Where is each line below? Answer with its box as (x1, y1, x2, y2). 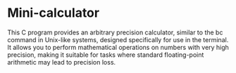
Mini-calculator (7, 5, 100, 21)
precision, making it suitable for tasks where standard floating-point (7, 51, 204, 59)
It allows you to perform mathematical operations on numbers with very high (7, 43, 229, 51)
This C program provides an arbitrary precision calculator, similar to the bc (7, 28, 223, 36)
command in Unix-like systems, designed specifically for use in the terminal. (7, 35, 229, 44)
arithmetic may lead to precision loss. (7, 58, 116, 66)
